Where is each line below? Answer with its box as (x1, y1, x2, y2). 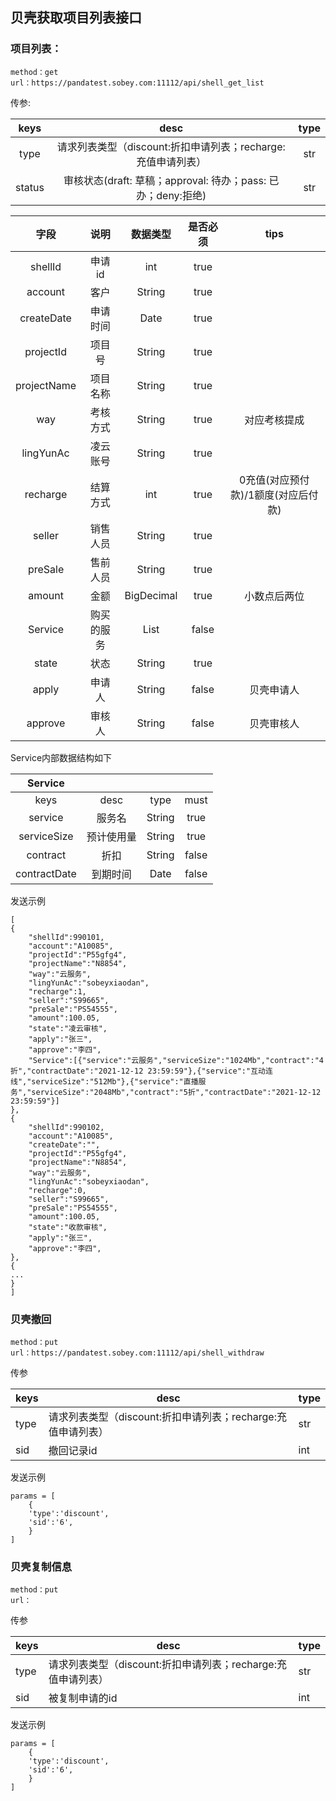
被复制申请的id (48, 1691, 118, 1705)
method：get (10, 67, 59, 77)
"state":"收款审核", (28, 1222, 108, 1232)
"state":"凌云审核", (28, 1023, 108, 1033)
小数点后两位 (244, 589, 305, 603)
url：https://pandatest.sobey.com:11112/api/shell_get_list (10, 78, 265, 88)
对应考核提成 (244, 413, 305, 427)
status (15, 180, 45, 194)
